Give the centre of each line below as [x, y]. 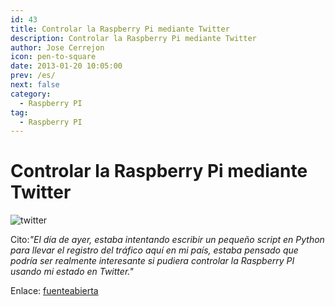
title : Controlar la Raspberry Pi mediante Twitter [120, 29]
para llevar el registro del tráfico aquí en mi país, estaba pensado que [154, 250]
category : [31, 94]
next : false [35, 85]
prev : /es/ [33, 76]
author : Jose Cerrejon [57, 47]
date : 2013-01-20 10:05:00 [66, 66]
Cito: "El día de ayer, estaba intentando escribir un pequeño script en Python [167, 240]
